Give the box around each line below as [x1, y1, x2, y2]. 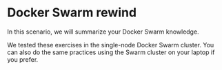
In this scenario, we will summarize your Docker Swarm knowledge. [7, 27, 199, 36]
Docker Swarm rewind [7, 5, 137, 21]
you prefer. [7, 55, 39, 63]
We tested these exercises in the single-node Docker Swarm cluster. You [7, 40, 214, 49]
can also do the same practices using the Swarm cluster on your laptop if [7, 48, 215, 56]
